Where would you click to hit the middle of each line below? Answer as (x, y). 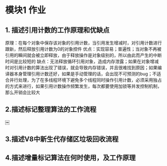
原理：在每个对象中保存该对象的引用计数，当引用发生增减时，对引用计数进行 (83, 43)
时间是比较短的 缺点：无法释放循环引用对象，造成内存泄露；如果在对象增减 (82, 61)
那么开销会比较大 (23, 92)
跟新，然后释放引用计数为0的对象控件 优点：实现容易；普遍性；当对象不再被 (83, 49)
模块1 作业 (26, 10)
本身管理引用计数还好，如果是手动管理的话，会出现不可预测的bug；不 (85, 74)
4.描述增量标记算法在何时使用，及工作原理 (70, 157)
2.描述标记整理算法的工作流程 (51, 110)
